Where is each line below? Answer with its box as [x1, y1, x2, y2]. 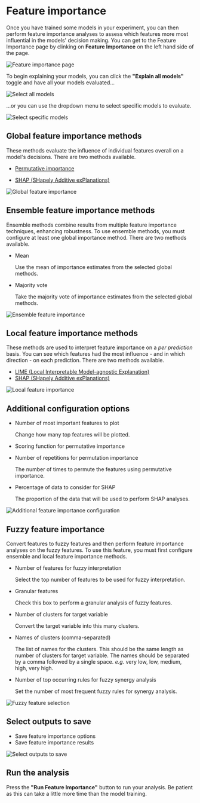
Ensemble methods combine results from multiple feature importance [6, 221, 177, 228]
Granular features [14, 588, 59, 594]
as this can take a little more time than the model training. [6, 790, 147, 797]
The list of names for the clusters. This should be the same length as [14, 646, 184, 652]
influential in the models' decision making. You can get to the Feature [6, 36, 176, 44]
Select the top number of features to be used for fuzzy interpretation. [14, 576, 186, 583]
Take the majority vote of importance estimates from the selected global [14, 293, 193, 300]
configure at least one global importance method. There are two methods [6, 234, 187, 241]
